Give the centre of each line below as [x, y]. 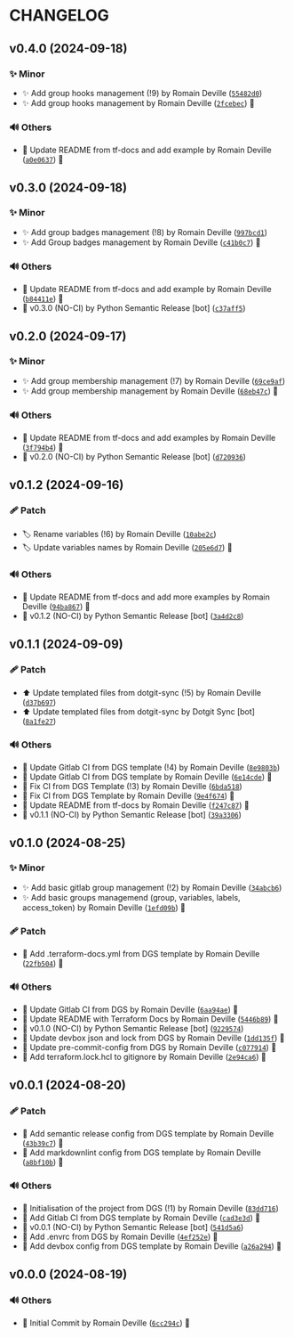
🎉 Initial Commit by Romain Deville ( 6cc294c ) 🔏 [106, 1323]
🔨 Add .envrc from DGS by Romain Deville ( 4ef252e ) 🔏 [120, 1237]
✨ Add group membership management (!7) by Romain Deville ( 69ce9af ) [154, 380]
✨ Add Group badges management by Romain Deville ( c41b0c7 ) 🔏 [141, 242]
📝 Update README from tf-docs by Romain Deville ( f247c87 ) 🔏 [136, 805]
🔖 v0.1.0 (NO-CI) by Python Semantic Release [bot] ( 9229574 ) [133, 1029]
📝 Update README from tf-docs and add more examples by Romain [146, 597]
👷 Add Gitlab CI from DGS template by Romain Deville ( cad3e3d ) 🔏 [141, 1218]
